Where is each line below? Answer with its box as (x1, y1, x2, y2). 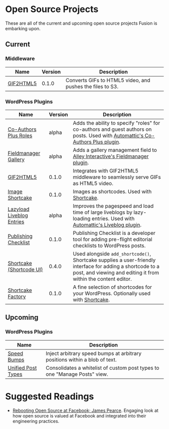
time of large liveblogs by (72, 209, 132, 216)
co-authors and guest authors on (72, 126, 152, 133)
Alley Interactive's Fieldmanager (72, 152, 149, 159)
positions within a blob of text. (45, 356, 117, 363)
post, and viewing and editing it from (72, 269, 159, 276)
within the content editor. (72, 275, 132, 282)
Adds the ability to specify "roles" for (72, 119, 160, 126)
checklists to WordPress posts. (72, 242, 146, 249)
